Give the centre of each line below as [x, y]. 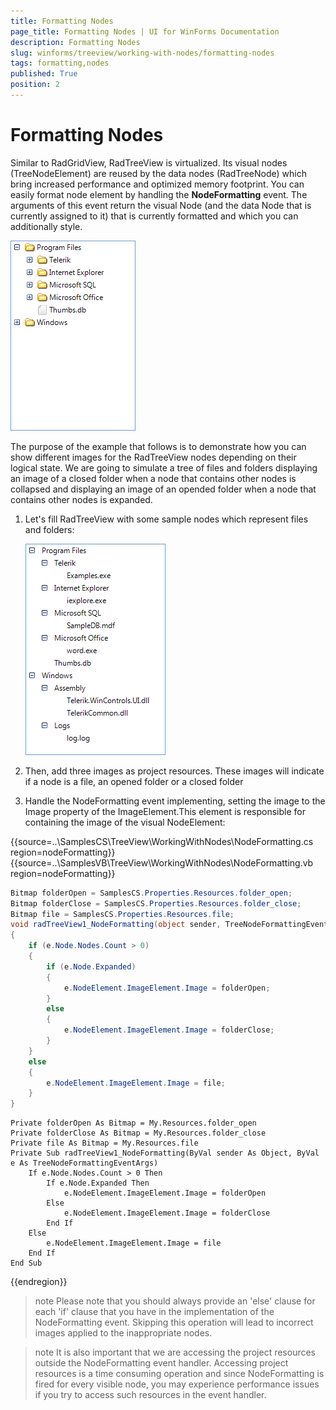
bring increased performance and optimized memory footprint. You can [157, 184]
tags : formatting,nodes [60, 63]
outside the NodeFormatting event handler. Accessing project [161, 1363]
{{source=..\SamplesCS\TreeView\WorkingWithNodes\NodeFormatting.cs [162, 841]
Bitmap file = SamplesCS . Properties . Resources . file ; [122, 914]
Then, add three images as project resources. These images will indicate [174, 771]
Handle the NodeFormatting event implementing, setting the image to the [175, 801]
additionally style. [46, 226]
